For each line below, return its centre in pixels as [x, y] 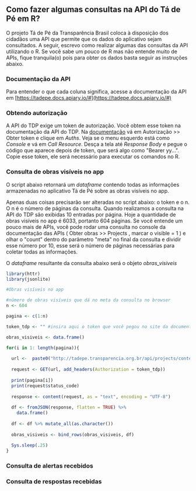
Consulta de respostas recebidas [54, 482]
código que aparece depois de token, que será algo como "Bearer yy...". [93, 151]
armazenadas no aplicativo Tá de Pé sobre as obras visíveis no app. [87, 191]
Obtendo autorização [37, 113]
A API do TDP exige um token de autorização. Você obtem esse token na [93, 126]
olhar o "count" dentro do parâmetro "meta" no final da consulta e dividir [94, 239]
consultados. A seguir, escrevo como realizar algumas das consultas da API [97, 45]
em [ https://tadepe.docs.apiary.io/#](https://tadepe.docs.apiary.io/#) [89, 98]
